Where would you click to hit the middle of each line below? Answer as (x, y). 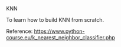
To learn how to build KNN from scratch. (55, 20)
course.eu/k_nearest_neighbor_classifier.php (60, 37)
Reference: (19, 31)
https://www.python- (59, 31)
